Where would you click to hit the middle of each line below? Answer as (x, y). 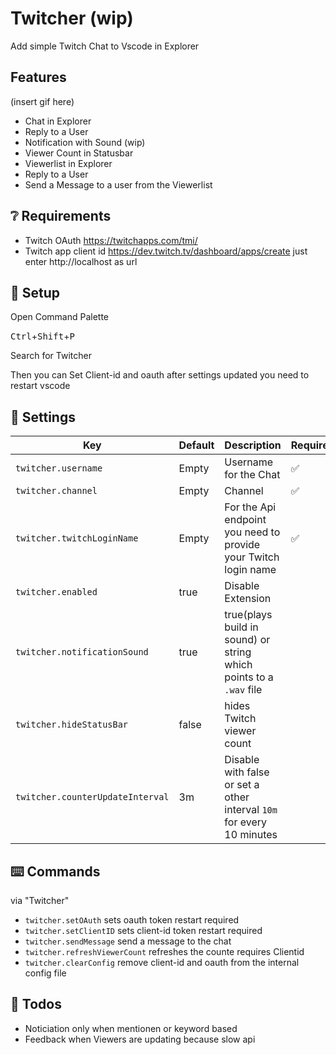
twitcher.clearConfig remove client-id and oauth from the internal (162, 962)
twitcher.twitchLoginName (77, 538)
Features (38, 77)
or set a (242, 785)
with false (247, 772)
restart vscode (40, 386)
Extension (248, 599)
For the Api (250, 507)
